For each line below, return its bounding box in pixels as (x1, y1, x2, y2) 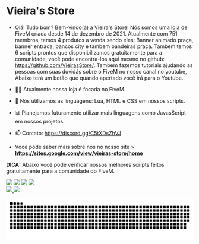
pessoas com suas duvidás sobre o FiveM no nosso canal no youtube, (14, 68, 187, 75)
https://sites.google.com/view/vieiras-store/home (14, 150, 144, 157)
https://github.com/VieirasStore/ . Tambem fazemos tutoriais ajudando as (14, 61, 193, 69)
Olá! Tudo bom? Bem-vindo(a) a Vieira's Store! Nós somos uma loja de (14, 24, 188, 31)
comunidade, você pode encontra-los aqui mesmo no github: (14, 55, 165, 62)
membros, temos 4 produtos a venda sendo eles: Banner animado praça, (14, 36, 194, 43)
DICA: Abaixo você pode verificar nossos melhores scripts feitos (6, 161, 165, 168)
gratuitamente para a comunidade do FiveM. (6, 167, 115, 175)
